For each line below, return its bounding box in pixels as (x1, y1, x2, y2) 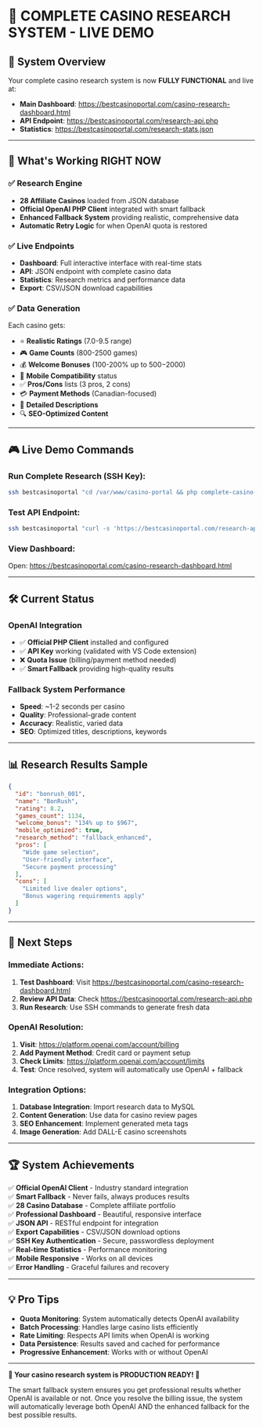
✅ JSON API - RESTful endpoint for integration (8, 1218, 159, 1228)
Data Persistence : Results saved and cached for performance (19, 1338, 221, 1349)
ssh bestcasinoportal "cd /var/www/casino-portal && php (8, 488, 198, 496)
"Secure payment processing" (22, 863, 117, 870)
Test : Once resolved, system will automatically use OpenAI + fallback (19, 1064, 243, 1074)
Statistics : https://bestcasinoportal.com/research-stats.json (19, 125, 214, 133)
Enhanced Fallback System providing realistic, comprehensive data (19, 212, 239, 222)
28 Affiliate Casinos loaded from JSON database (19, 195, 179, 205)
